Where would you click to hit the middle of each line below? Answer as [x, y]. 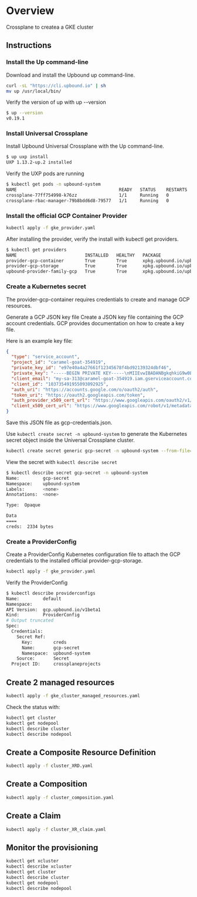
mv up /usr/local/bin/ [34, 91]
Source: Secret [43, 659]
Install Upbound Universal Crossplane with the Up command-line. [85, 146]
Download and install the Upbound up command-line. [71, 75]
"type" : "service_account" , [46, 357]
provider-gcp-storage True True [67, 266]
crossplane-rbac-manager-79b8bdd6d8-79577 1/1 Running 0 [87, 200]
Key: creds [44, 642]
